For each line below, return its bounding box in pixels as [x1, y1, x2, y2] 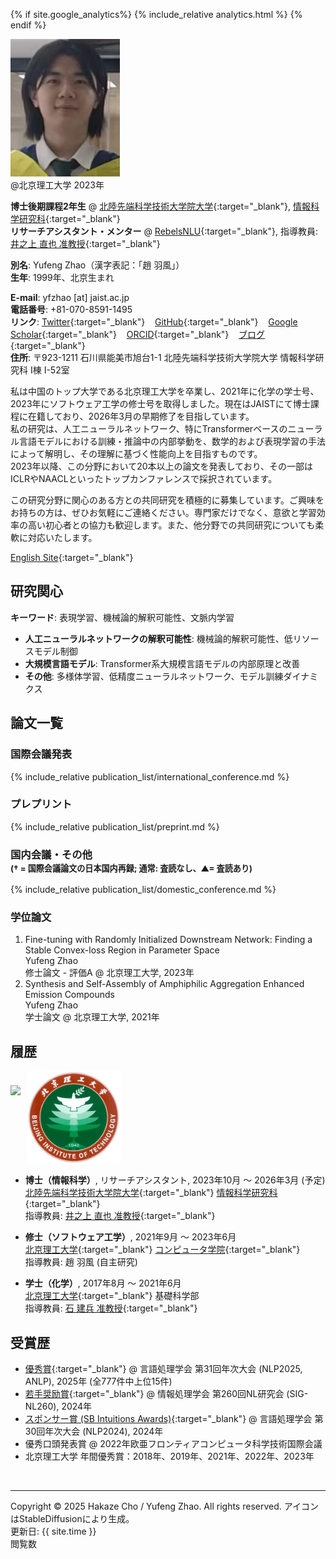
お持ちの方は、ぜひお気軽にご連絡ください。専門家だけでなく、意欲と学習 [10, 507, 317, 518]
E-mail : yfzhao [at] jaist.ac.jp [10, 292, 130, 303]
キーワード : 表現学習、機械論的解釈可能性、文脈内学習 [10, 611, 235, 623]
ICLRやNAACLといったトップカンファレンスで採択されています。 [10, 473, 278, 484]
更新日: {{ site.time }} [10, 1525, 97, 1538]
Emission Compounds [24, 989, 116, 1001]
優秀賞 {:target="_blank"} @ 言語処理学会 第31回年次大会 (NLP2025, [24, 1363, 303, 1375]
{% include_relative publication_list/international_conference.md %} [10, 770, 290, 783]
